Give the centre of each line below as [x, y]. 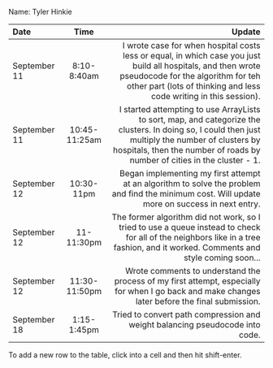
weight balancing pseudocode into [195, 325]
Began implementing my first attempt [190, 173]
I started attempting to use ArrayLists [190, 109]
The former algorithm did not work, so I [186, 217]
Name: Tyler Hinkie [40, 12]
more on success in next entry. [201, 204]
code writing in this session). [206, 96]
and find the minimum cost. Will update [186, 194]
